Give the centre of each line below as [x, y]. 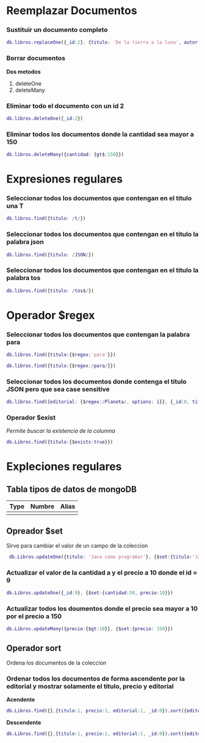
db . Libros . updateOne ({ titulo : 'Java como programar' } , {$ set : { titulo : [100, 557]
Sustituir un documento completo [57, 30]
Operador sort [34, 648]
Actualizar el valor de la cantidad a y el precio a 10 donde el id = [102, 572]
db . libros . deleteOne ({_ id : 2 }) [45, 118]
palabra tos [23, 278]
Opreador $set [34, 531]
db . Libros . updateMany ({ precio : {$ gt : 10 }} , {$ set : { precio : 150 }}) [90, 629]
